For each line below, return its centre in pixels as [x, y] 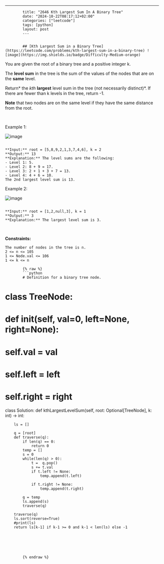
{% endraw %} [36, 557]
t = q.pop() [44, 463]
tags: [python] [38, 25]
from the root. [19, 108]
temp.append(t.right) [62, 489]
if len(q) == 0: [39, 441]
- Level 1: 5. [20, 162]
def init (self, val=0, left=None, [67, 319]
